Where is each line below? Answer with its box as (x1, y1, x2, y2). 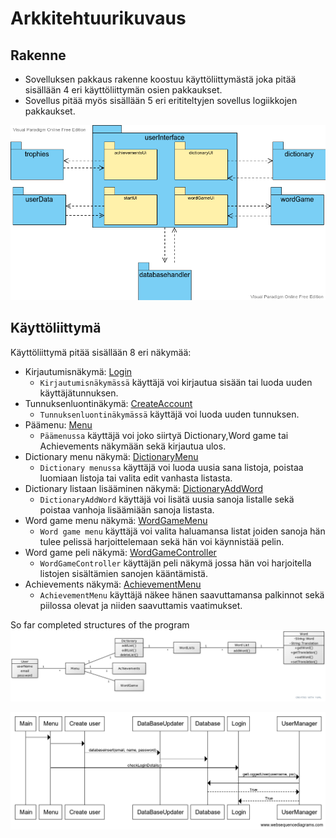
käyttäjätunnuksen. (39, 387, 119, 399)
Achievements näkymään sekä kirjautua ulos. (39, 440, 227, 452)
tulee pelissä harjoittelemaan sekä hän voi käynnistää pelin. (39, 535, 285, 547)
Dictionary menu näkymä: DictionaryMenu (24, 450, 199, 462)
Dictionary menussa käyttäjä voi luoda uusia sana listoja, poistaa (39, 461, 304, 473)
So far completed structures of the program (10, 618, 190, 631)
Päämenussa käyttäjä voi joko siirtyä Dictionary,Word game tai (39, 429, 289, 441)
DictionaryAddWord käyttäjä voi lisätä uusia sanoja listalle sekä (39, 493, 295, 505)
